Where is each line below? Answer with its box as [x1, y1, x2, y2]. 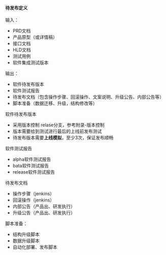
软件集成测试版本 [12, 60, 49, 66]
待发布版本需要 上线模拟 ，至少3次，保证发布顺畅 [12, 135, 114, 141]
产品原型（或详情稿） [12, 34, 57, 40]
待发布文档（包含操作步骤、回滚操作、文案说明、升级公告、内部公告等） [12, 94, 164, 100]
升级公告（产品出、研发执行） [12, 210, 75, 216]
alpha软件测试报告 [12, 156, 51, 162]
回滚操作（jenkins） [12, 197, 55, 203]
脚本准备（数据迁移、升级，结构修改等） [12, 100, 97, 106]
